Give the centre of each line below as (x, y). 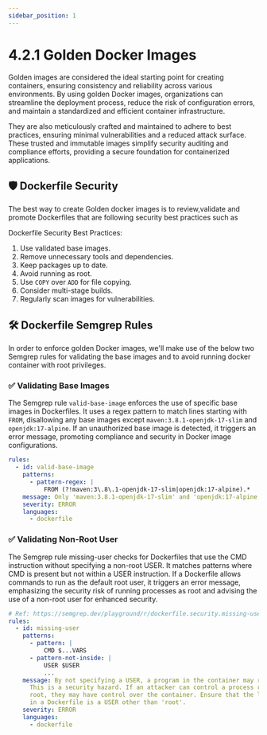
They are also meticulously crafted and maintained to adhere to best (120, 126)
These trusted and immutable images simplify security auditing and (118, 143)
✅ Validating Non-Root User (63, 539)
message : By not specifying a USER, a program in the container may (138, 680)
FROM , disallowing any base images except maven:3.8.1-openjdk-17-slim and (133, 420)
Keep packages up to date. (64, 265)
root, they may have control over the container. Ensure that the (141, 695)
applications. (29, 160)
